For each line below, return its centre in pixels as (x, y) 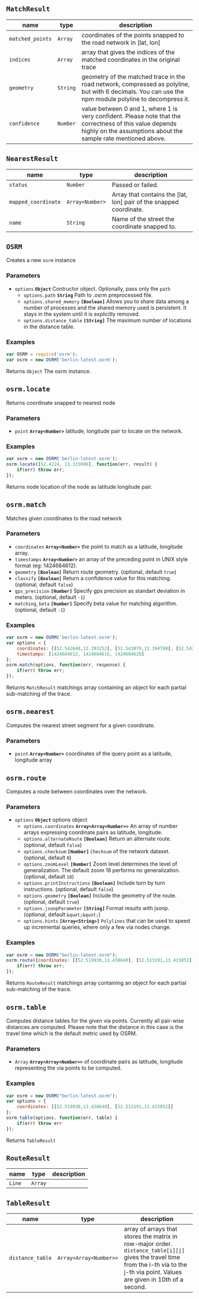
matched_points (31, 39)
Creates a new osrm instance (41, 260)
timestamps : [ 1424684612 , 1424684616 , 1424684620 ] (81, 654)
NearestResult (32, 159)
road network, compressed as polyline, (136, 84)
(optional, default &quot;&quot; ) (62, 914)
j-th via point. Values (153, 1272)
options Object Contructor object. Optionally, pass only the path (92, 288)
